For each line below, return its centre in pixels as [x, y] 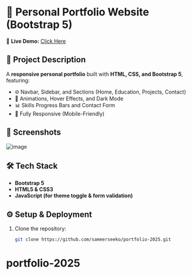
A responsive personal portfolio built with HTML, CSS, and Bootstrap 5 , [95, 74]
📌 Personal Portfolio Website [78, 12]
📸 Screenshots [34, 132]
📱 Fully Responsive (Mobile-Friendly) [59, 113]
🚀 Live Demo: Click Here [36, 41]
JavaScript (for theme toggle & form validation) [74, 196]
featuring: [18, 80]
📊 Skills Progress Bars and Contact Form [65, 105]
